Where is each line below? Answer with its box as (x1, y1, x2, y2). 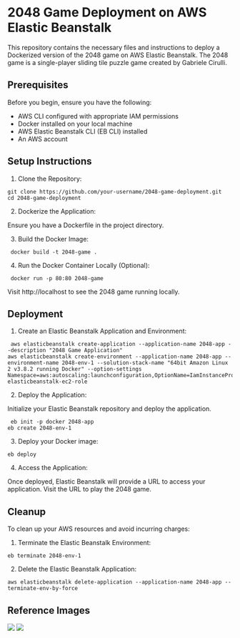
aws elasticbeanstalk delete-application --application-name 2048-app (7, 579, 222, 586)
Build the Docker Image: (17, 234, 89, 243)
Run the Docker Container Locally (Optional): (17, 261, 150, 269)
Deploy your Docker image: (17, 437, 99, 446)
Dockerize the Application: (17, 206, 96, 215)
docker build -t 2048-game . (10, 248, 98, 256)
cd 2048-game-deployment (7, 194, 81, 201)
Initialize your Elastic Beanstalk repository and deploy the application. (7, 404, 212, 413)
